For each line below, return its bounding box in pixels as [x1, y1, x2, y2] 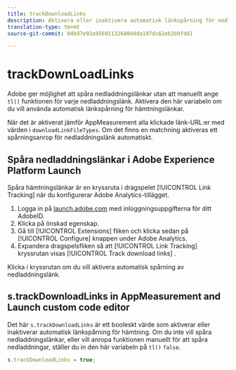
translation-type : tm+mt [7, 23, 80, 30]
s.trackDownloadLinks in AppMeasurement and [7, 291, 221, 302]
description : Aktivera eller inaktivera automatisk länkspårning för [7, 17, 216, 24]
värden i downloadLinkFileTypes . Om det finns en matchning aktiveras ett [7, 126, 218, 134]
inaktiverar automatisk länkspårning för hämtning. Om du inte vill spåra [7, 328, 212, 336]
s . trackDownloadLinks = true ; [7, 356, 96, 363]
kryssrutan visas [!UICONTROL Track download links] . [17, 249, 177, 257]
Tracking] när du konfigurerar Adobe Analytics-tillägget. [7, 191, 170, 199]
